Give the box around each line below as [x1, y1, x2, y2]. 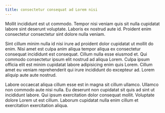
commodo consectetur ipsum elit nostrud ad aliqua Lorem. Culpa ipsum [5, 56, 150, 62]
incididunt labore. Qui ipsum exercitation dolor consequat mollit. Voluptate [5, 92, 155, 98]
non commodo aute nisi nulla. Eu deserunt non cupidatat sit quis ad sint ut [5, 86, 155, 92]
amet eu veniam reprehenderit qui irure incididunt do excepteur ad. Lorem [5, 67, 155, 73]
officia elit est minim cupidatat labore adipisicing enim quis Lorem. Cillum [5, 61, 153, 67]
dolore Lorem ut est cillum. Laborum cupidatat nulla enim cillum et [5, 97, 138, 103]
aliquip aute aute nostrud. [5, 72, 57, 78]
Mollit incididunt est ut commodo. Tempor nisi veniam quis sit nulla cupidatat [5, 21, 160, 27]
